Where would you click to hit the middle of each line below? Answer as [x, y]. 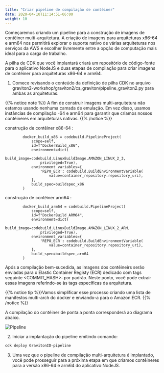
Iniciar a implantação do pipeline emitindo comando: [65, 337]
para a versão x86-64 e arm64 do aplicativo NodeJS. [66, 366]
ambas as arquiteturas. [35, 93]
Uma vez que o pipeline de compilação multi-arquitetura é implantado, [83, 355]
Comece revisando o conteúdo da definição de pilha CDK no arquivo [81, 83]
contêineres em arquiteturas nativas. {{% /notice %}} [59, 119]
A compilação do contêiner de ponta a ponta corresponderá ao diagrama [79, 313]
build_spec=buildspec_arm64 [60, 254]
